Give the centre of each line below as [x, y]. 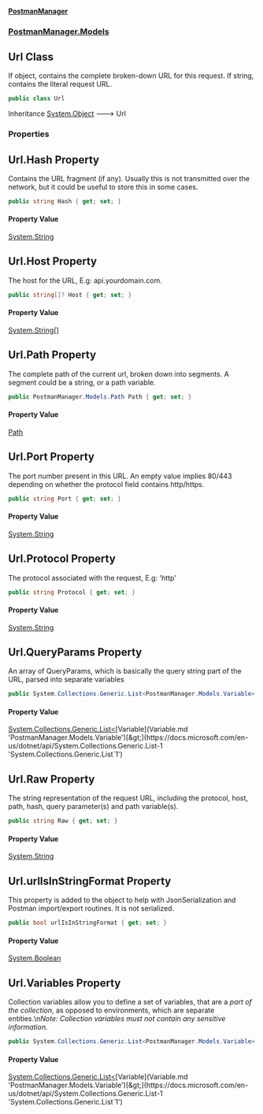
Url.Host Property [52, 261]
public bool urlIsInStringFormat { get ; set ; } [88, 923]
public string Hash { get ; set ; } [65, 201]
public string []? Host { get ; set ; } [70, 295]
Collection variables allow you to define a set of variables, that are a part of [130, 1002]
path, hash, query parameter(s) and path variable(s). [93, 807]
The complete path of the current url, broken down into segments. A [119, 373]
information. [28, 1027]
